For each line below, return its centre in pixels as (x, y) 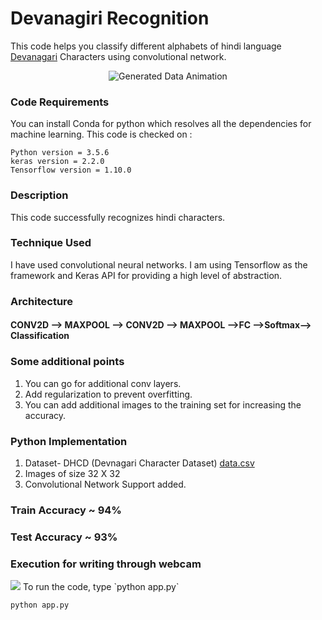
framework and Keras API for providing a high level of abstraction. (146, 275)
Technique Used (51, 243)
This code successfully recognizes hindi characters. (118, 217)
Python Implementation (69, 441)
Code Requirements (60, 102)
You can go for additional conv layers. (103, 383)
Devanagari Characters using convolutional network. (118, 56)
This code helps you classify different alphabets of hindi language (146, 46)
